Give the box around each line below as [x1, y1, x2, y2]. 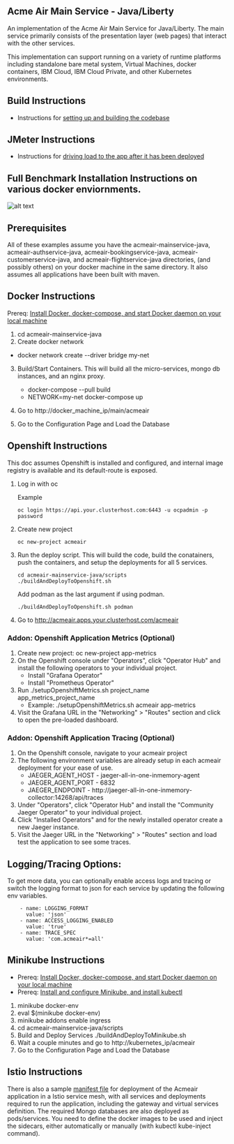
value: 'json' [25, 911, 68, 919]
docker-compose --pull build [27, 385, 111, 394]
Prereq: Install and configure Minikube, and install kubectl [17, 988, 183, 996]
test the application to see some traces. [17, 838, 131, 847]
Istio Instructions [7, 1066, 83, 1078]
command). [7, 1129, 40, 1137]
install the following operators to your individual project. [17, 663, 178, 672]
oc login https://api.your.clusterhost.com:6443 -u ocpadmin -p [17, 506, 208, 514]
